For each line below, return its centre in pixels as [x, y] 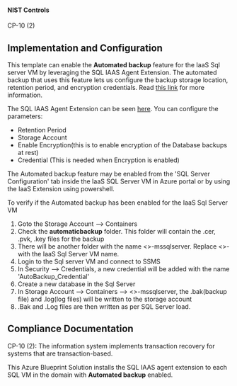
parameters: [25, 116]
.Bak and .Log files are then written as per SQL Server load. [104, 307]
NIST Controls [28, 10]
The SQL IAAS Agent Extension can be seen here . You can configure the [113, 109]
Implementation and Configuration [85, 48]
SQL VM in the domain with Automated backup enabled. [90, 375]
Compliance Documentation [70, 329]
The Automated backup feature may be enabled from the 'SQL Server [109, 174]
